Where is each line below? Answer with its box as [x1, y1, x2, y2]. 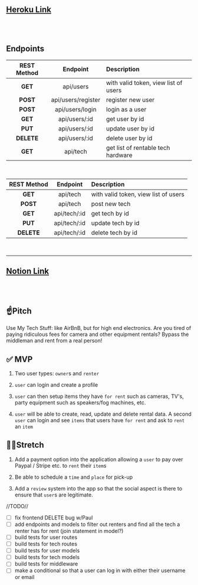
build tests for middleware [14, 560, 78, 567]
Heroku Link [6, 5, 52, 15]
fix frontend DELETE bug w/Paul [14, 514, 93, 521]
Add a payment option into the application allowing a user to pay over [14, 456, 183, 463]
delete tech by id [91, 228, 137, 237]
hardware [105, 151, 133, 159]
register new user [105, 96, 155, 104]
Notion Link [6, 266, 49, 276]
